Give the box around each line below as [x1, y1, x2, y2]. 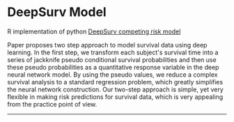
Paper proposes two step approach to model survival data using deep [7, 40, 208, 49]
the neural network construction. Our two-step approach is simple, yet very [7, 85, 224, 93]
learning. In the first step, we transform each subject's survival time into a [7, 48, 219, 56]
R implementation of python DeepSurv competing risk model [7, 27, 181, 36]
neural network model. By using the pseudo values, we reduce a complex [7, 70, 218, 79]
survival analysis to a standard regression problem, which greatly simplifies [7, 77, 224, 86]
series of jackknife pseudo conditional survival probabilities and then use [7, 55, 217, 63]
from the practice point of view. [7, 100, 97, 108]
